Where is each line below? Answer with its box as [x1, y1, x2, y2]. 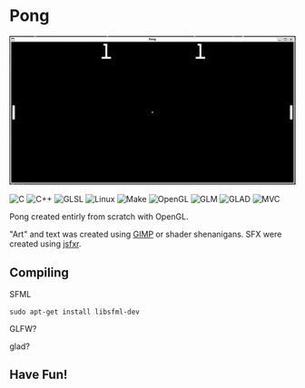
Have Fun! [9, 367, 68, 383]
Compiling [9, 265, 70, 280]
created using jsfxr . [9, 238, 82, 249]
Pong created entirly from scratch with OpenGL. [9, 211, 189, 222]
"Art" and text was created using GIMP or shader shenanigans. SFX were [9, 228, 282, 240]
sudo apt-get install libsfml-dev [9, 307, 141, 317]
